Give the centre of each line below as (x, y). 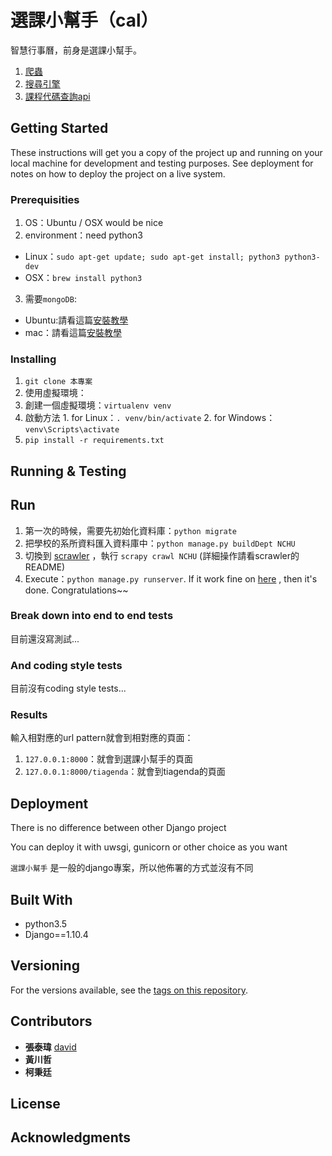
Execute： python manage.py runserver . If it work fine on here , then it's (171, 578)
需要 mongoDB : (50, 299)
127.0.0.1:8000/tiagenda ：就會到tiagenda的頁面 (125, 772)
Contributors (51, 1021)
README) (45, 567)
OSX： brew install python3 (83, 278)
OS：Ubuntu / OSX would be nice (94, 223)
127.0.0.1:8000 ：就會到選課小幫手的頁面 (109, 759)
